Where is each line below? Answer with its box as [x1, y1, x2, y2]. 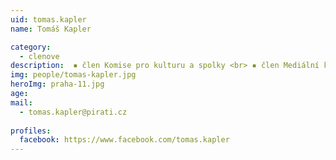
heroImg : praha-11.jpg [10, 79, 105, 90]
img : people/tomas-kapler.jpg [10, 70, 137, 80]
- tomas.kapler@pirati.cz [19, 107, 128, 117]
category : [10, 42, 52, 52]
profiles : [10, 126, 52, 136]
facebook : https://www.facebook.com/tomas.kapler [19, 135, 230, 145]
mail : [10, 97, 33, 108]
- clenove [19, 51, 60, 61]
